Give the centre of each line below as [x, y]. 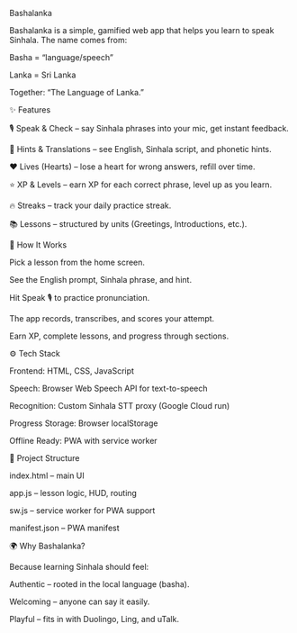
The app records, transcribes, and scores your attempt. [112, 318]
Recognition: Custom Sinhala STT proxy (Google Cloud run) [120, 406]
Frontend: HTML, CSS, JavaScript [72, 371]
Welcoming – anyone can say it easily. [80, 601]
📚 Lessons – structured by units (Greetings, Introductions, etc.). [128, 224]
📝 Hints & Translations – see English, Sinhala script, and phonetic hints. [140, 149]
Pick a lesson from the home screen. [77, 262]
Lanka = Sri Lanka [43, 75]
